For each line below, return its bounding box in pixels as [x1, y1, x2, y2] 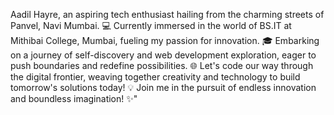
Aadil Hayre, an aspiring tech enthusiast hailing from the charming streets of [10, 9, 325, 20]
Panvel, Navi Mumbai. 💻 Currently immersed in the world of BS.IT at [10, 20, 292, 31]
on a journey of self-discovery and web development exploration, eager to [10, 49, 317, 61]
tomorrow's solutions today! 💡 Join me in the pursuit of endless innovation [10, 82, 317, 93]
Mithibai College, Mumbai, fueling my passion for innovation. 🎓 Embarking [10, 35, 320, 46]
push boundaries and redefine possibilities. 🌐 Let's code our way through [10, 60, 314, 71]
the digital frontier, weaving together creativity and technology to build [10, 71, 301, 83]
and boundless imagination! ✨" [10, 93, 138, 104]
